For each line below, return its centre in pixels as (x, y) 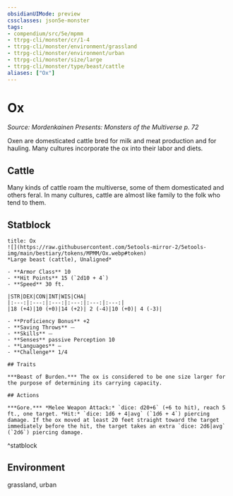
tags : (15, 27)
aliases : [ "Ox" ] (31, 73)
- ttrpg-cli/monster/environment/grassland (72, 47)
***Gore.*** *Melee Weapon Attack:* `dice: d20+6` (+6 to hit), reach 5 (116, 408)
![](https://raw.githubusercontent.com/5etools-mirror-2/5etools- (107, 248)
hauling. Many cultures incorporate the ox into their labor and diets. (105, 148)
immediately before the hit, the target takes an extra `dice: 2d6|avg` (116, 427)
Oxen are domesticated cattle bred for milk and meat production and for (112, 141)
